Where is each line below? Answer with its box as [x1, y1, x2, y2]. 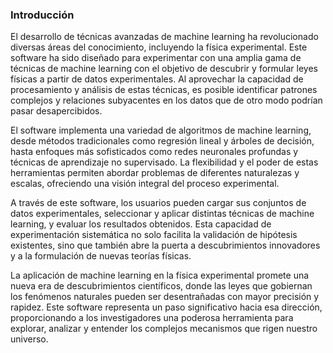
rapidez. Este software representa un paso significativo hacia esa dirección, [10, 301, 323, 313]
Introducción [10, 8, 75, 22]
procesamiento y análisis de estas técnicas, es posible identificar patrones [10, 84, 318, 96]
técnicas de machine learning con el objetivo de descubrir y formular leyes [10, 63, 318, 75]
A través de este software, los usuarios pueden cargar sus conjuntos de [10, 197, 307, 209]
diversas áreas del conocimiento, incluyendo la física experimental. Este [10, 41, 308, 53]
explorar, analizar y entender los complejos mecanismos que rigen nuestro [10, 323, 318, 335]
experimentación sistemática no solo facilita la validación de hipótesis [10, 229, 298, 241]
